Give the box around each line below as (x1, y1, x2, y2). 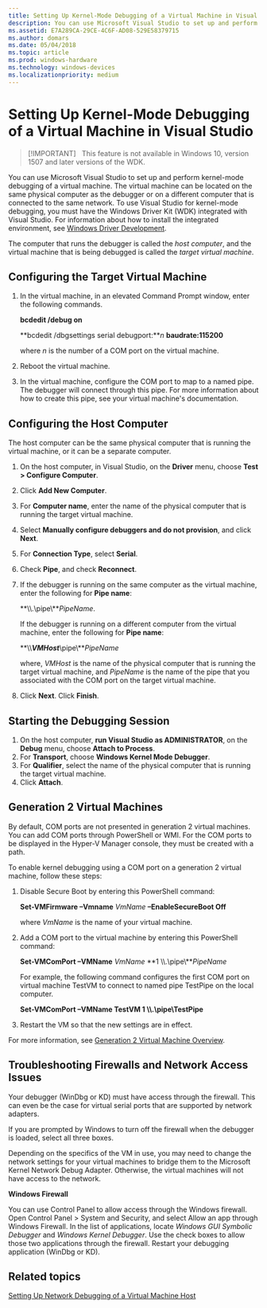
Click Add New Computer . (19, 486, 107, 495)
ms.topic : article (8, 49, 69, 57)
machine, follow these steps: (8, 871, 103, 880)
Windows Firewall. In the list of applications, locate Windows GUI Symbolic (8, 1221, 253, 1231)
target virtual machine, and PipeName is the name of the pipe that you (19, 667, 250, 677)
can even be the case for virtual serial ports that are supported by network (8, 1100, 253, 1110)
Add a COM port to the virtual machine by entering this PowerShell (19, 933, 238, 942)
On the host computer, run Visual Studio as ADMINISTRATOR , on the (19, 735, 248, 745)
